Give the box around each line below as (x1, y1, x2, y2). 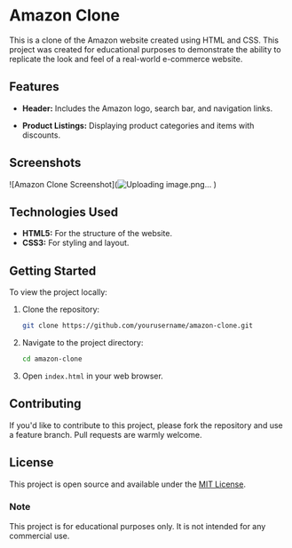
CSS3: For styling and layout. (21, 237, 130, 249)
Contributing (9, 396, 82, 411)
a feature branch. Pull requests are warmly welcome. (9, 429, 202, 440)
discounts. (21, 130, 60, 140)
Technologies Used (9, 204, 118, 219)
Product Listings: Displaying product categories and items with (21, 120, 255, 131)
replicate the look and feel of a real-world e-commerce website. (9, 53, 243, 64)
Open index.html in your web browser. (21, 370, 164, 381)
